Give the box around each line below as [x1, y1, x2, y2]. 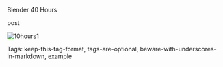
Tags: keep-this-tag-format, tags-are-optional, [7, 45, 139, 53]
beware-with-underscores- [140, 45, 217, 53]
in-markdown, [7, 52, 47, 60]
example [47, 52, 73, 60]
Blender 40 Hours [7, 6, 57, 14]
